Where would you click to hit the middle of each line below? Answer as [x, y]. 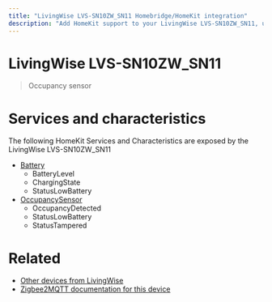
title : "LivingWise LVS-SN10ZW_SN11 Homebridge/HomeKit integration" [128, 16]
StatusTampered [59, 225]
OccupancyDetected [67, 208]
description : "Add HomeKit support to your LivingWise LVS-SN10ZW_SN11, [134, 23]
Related [34, 258]
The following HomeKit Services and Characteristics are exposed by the [129, 141]
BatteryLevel [53, 174]
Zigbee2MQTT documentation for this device [95, 289]
